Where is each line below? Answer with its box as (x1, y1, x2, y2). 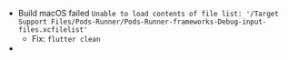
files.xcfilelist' (17, 25, 88, 35)
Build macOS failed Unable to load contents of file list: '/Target (17, 8, 279, 18)
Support (17, 17, 47, 26)
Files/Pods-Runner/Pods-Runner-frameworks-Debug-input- (51, 17, 267, 26)
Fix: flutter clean (31, 34, 101, 44)
